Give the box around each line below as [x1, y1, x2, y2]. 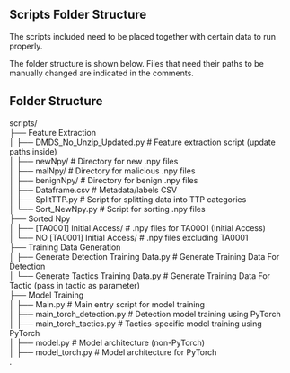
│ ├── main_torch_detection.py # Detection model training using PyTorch [9, 308, 281, 319]
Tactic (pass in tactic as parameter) [9, 280, 141, 290]
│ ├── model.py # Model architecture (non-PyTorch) [9, 337, 205, 348]
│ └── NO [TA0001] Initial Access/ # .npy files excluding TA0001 [9, 232, 249, 243]
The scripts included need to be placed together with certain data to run [9, 31, 277, 41]
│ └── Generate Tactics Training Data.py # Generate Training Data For [9, 270, 271, 281]
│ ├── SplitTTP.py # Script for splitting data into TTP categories [9, 193, 247, 205]
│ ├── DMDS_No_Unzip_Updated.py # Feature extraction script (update [9, 137, 276, 147]
